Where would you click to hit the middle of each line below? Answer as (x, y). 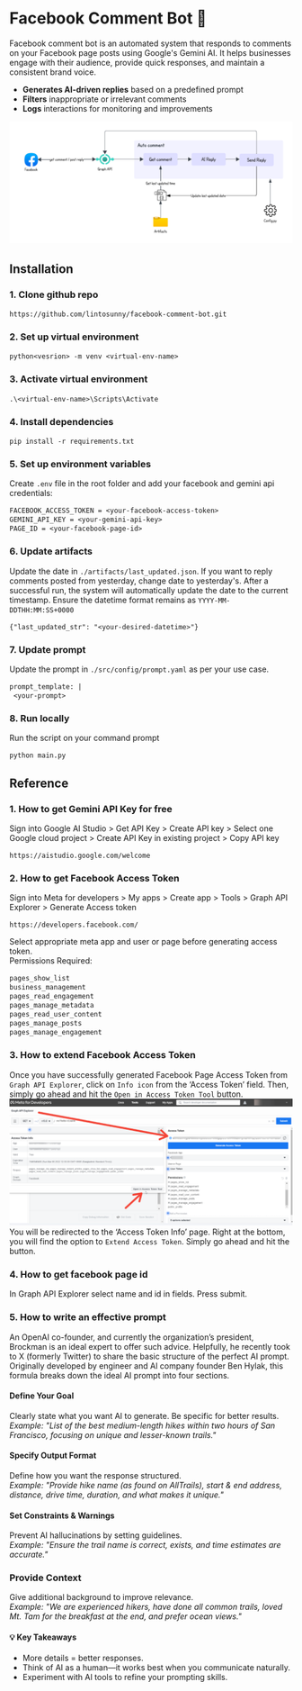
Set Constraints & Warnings (62, 1515)
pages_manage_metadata (52, 1006)
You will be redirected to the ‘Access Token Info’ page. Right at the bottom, (147, 1232)
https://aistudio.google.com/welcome (80, 855)
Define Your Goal (42, 1396)
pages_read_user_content (56, 1015)
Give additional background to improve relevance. (102, 1597)
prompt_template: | (46, 687)
